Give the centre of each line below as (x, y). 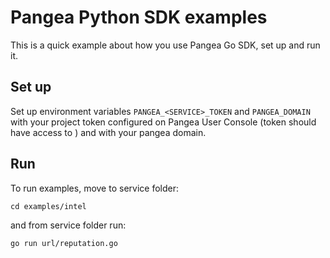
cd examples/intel (48, 206)
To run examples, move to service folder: (94, 188)
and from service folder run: (68, 225)
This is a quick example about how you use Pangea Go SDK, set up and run (165, 45)
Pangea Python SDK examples (139, 17)
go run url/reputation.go (64, 243)
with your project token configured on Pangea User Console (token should (163, 122)
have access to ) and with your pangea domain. (108, 132)
